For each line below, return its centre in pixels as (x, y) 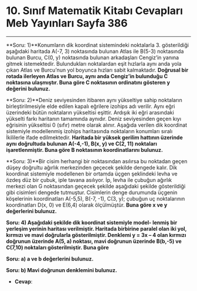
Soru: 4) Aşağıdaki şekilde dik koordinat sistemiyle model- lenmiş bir (92, 222)
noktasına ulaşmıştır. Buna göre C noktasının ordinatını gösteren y (88, 82)
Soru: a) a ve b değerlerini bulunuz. (50, 259)
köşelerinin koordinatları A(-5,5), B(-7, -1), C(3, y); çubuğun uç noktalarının (96, 198)
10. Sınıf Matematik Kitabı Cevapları (95, 11)
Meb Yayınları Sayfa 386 (67, 23)
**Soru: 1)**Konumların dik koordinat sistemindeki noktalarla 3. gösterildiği (98, 45)
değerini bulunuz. (28, 89)
